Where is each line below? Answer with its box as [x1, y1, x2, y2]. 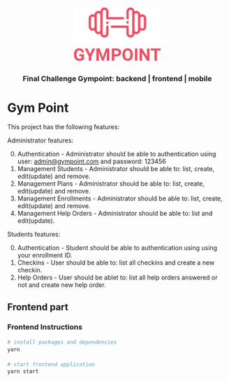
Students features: [7, 230, 61, 239]
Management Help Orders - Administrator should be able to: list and [17, 210, 213, 218]
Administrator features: [7, 136, 74, 145]
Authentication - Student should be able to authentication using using [17, 244, 218, 252]
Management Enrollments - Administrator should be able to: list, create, [17, 194, 223, 203]
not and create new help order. [17, 281, 106, 289]
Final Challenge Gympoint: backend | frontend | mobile [22, 74, 212, 84]
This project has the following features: [7, 123, 120, 131]
